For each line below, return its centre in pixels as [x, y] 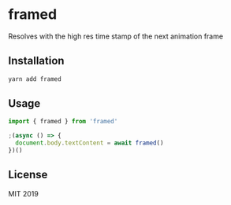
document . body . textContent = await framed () [89, 143]
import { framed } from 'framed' [63, 122]
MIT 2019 [24, 193]
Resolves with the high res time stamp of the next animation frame [115, 36]
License [28, 175]
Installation [36, 61]
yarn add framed [35, 79]
